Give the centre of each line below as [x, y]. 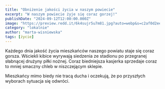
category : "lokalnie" [27, 28]
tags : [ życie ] [20, 37]
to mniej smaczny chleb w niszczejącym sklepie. [54, 66]
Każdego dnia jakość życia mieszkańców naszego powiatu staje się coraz [80, 51]
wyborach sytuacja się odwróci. [37, 81]
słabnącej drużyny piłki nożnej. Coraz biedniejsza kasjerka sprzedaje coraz [81, 61]
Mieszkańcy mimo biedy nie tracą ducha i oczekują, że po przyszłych [75, 76]
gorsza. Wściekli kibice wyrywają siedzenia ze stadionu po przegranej [76, 56]
